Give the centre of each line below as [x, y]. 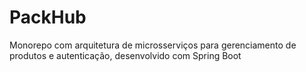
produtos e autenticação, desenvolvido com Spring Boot [125, 55]
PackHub [48, 17]
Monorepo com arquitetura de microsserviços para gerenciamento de [153, 45]
